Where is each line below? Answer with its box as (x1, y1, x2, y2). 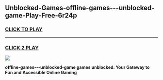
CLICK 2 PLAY (5, 44, 39, 51)
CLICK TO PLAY (5, 26, 43, 33)
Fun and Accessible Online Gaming (5, 69, 77, 75)
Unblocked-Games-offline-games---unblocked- (5, 4, 155, 12)
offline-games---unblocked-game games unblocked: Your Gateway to (5, 64, 150, 70)
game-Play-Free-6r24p (5, 12, 78, 20)
